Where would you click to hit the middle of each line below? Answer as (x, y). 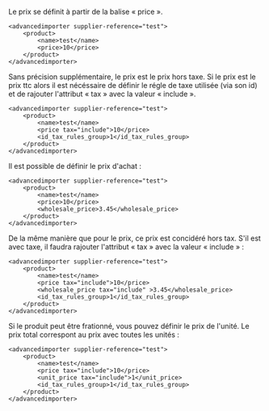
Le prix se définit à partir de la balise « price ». (86, 12)
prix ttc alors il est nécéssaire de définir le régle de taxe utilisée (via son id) (133, 85)
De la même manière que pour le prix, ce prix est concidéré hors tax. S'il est (134, 238)
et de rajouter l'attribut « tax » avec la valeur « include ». (102, 94)
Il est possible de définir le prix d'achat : (75, 166)
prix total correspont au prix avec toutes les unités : (94, 335)
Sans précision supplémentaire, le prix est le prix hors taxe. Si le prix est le (132, 77)
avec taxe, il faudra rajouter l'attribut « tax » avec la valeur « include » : (126, 247)
